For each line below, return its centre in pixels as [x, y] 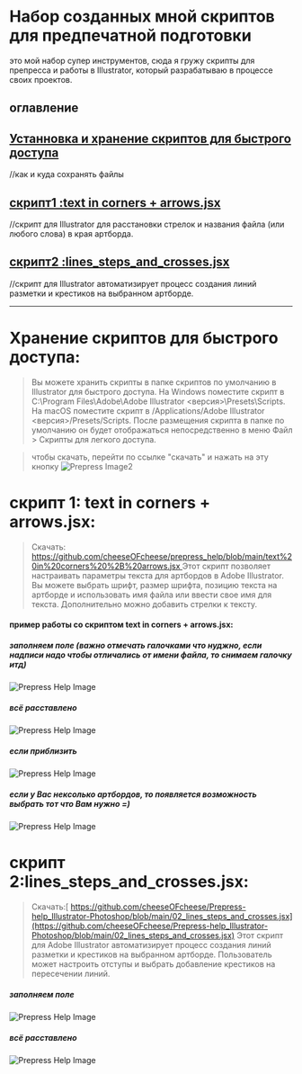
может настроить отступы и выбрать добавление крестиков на [153, 964]
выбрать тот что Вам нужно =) [70, 803]
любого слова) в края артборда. [71, 233]
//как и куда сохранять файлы [67, 175]
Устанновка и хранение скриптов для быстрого [151, 138]
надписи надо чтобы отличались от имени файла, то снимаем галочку [151, 655]
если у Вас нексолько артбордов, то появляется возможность [133, 794]
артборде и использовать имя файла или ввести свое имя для [151, 595]
